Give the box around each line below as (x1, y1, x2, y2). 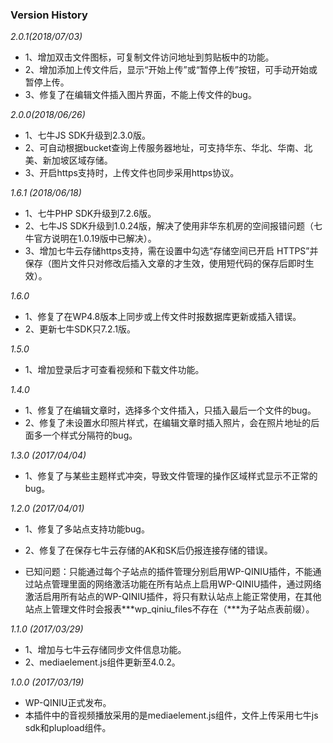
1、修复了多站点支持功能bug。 (24, 523, 150, 535)
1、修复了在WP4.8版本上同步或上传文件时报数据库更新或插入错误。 (24, 311, 302, 323)
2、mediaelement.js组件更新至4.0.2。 (24, 656, 181, 668)
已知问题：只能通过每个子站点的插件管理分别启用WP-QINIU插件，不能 (24, 566, 313, 578)
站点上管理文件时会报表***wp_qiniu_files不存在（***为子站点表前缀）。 (24, 603, 315, 615)
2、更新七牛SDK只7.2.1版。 (24, 323, 137, 335)
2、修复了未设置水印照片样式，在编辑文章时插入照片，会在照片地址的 (24, 417, 312, 429)
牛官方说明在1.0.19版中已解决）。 (24, 233, 157, 245)
